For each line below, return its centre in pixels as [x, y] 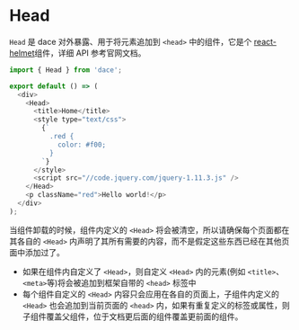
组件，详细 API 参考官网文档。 [90, 53]
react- [265, 41]
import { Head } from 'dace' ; [66, 70]
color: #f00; [81, 145]
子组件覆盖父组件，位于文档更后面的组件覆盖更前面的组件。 [132, 317]
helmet [22, 53]
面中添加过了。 [37, 252]
